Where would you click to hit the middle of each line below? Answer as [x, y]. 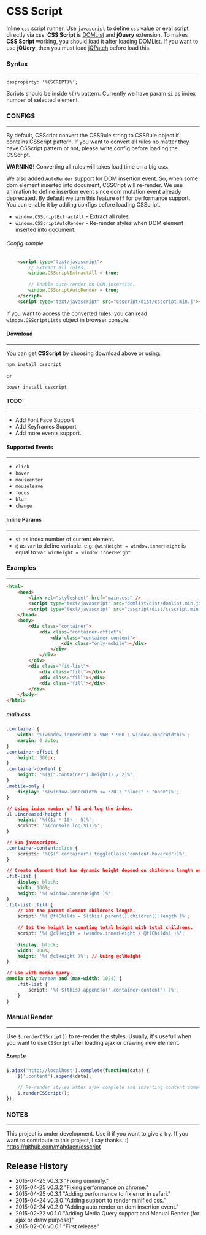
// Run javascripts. [33, 842]
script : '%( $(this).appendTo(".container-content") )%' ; [104, 990]
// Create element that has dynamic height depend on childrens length [100, 871]
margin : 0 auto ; [38, 740]
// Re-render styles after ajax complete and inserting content [101, 1088]
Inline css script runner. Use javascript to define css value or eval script [97, 28]
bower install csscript [37, 387]
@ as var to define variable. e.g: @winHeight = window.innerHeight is [100, 545]
